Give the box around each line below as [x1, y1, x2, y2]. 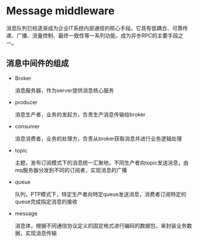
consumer [14, 123, 40, 130]
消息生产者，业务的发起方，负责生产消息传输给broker [14, 111, 146, 118]
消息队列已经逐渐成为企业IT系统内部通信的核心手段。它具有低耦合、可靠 [6, 24, 183, 31]
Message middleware [6, 4, 115, 18]
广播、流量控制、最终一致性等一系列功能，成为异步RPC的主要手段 [16, 31, 178, 39]
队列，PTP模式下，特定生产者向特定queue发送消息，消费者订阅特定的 [14, 190, 187, 198]
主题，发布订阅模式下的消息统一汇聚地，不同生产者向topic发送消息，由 [14, 159, 189, 166]
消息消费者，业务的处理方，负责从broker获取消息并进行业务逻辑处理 [14, 135, 183, 142]
